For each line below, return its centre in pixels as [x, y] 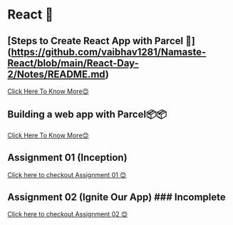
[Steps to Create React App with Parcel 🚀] [102, 41]
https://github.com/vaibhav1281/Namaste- [109, 52]
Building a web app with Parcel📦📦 [87, 114]
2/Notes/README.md [56, 74]
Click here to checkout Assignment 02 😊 [68, 214]
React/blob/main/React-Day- [73, 63]
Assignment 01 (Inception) [67, 158]
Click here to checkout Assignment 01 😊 [67, 174]
